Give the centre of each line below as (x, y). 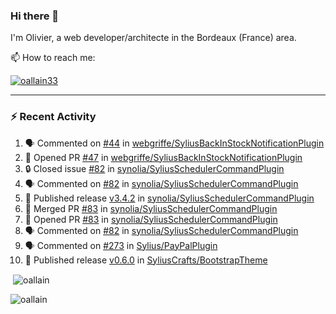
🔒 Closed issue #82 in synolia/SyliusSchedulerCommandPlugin (154, 168)
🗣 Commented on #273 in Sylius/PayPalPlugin (121, 245)
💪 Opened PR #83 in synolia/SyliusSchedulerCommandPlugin (151, 219)
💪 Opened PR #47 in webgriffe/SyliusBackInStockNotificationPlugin (163, 157)
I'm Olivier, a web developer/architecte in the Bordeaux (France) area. (153, 38)
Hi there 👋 (35, 16)
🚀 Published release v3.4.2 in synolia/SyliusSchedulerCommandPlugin (169, 198)
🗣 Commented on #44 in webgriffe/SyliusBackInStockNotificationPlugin (174, 143)
